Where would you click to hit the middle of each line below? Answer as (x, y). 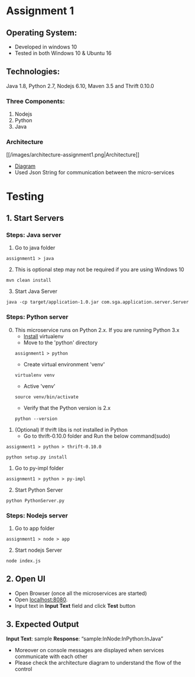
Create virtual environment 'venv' (64, 364)
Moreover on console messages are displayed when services (89, 650)
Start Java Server (36, 291)
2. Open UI (26, 579)
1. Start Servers (35, 218)
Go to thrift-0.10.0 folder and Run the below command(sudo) (97, 436)
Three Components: (35, 101)
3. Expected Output (43, 624)
